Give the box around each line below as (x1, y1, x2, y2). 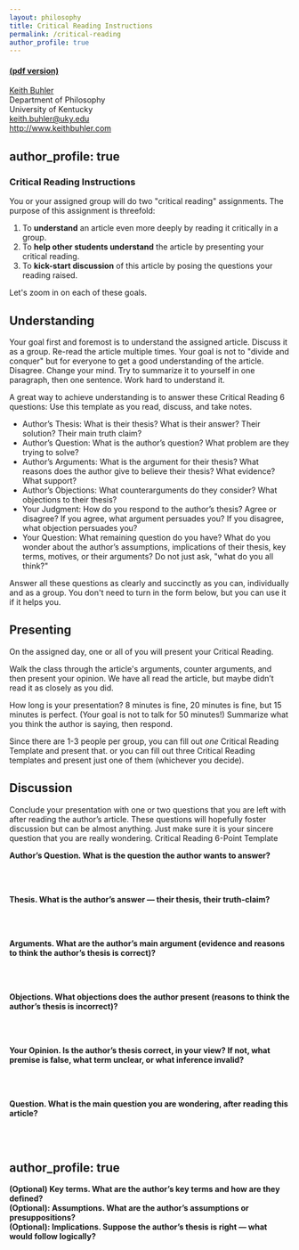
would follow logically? (9, 1231, 96, 1242)
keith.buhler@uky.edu (9, 113, 90, 125)
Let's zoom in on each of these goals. (9, 287, 148, 298)
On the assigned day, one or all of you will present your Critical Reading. (9, 646, 274, 657)
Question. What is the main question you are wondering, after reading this (9, 1098, 289, 1109)
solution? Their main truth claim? (21, 428, 142, 438)
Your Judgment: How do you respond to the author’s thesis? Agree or (21, 503, 278, 514)
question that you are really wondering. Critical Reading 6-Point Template (9, 832, 279, 843)
